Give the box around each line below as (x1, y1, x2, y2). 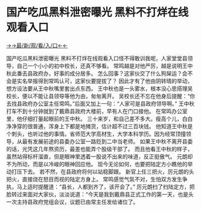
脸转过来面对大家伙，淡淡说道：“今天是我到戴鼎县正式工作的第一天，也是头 (6, 190, 194, 198)
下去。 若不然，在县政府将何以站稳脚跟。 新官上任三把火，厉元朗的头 (22, 167, 194, 175)
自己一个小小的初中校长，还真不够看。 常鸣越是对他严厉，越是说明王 (16, 62, 188, 70)
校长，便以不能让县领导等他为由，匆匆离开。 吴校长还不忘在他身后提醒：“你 (6, 92, 196, 100)
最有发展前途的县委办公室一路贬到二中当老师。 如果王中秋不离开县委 (22, 137, 193, 145)
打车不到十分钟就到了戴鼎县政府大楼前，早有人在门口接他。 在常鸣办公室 (6, 107, 188, 115)
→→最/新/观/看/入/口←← (6, 42, 68, 49)
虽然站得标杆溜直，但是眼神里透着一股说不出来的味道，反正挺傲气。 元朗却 (6, 152, 193, 160)
